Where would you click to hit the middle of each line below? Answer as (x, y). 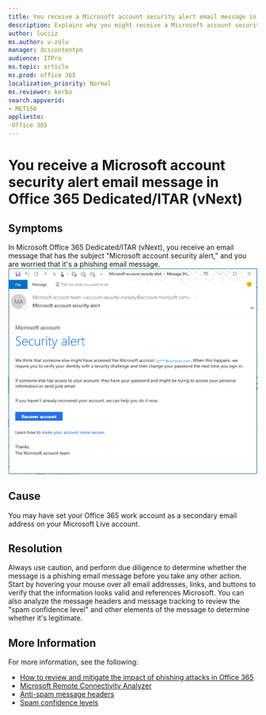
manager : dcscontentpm (46, 50)
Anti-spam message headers (67, 694)
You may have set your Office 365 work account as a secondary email (123, 515)
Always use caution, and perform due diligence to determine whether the (127, 568)
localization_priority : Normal (60, 83)
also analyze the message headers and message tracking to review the (124, 601)
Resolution (35, 549)
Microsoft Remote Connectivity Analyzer (85, 686)
